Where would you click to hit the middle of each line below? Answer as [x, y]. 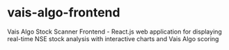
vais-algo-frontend [64, 13]
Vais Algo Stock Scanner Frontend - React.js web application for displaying [115, 32]
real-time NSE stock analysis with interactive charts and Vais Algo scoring [113, 38]
